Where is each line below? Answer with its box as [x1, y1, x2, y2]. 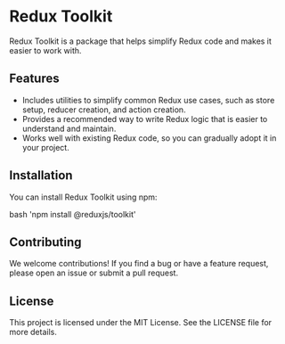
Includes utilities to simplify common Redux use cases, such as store [21, 94, 275, 105]
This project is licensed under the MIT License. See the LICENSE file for [9, 317, 273, 328]
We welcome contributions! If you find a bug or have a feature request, [9, 258, 269, 269]
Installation [9, 168, 73, 184]
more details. [9, 327, 58, 338]
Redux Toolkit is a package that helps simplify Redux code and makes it [9, 36, 272, 46]
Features [9, 71, 60, 86]
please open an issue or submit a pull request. [9, 267, 179, 278]
